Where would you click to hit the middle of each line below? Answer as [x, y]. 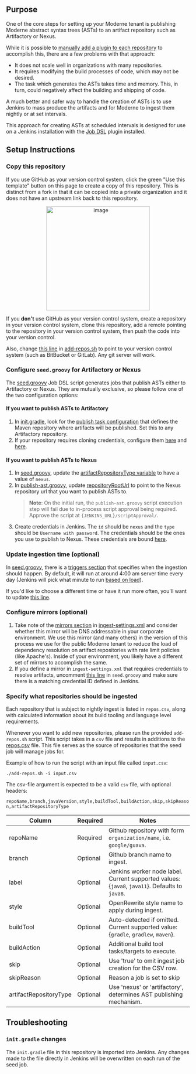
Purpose [22, 10]
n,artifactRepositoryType [37, 807]
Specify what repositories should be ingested [72, 696]
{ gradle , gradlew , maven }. [142, 935]
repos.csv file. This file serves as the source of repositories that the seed [94, 745]
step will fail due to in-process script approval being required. [103, 509]
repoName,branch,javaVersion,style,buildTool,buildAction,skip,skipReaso [98, 802]
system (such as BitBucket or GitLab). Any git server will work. [81, 354]
